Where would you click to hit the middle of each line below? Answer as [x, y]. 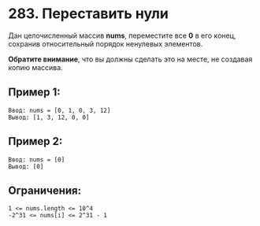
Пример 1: [34, 93]
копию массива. [35, 67]
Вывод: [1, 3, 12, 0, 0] [49, 117]
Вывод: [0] [26, 166]
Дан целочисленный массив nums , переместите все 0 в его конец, [122, 35]
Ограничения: [45, 190]
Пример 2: [35, 141]
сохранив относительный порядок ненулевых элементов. [106, 43]
